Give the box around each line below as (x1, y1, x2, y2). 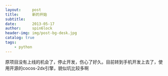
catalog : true (5, 35, 35, 40)
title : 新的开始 (5, 12, 47, 17)
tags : (5, 40, 16, 45)
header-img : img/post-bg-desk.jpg (5, 30, 77, 35)
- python (14, 44, 32, 49)
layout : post (5, 7, 41, 12)
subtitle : (5, 16, 26, 21)
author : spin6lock (5, 26, 52, 31)
